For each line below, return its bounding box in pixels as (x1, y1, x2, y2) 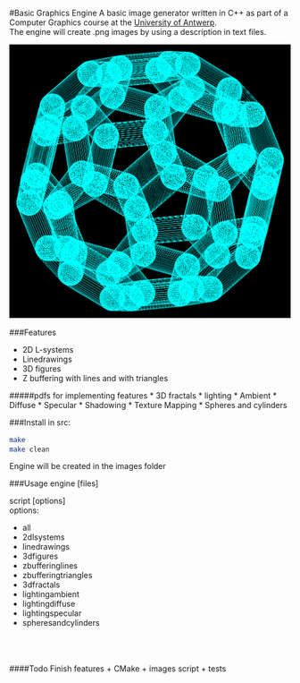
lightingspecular (21, 608, 82, 619)
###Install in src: (9, 416, 71, 428)
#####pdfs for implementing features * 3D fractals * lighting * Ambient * (9, 389, 277, 401)
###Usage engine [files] (9, 478, 99, 489)
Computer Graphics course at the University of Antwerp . (9, 17, 217, 28)
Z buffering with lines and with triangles (21, 372, 169, 383)
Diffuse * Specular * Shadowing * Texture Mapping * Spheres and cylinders (9, 399, 287, 410)
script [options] (9, 496, 66, 507)
